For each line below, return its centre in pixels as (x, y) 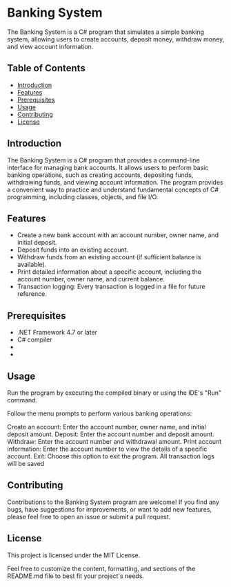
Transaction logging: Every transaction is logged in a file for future (111, 287)
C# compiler (35, 339)
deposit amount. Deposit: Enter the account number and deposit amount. (111, 434)
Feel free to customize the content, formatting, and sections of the (101, 568)
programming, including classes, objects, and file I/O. (83, 197)
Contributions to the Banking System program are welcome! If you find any (113, 502)
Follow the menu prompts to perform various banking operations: (100, 413)
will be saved (26, 464)
